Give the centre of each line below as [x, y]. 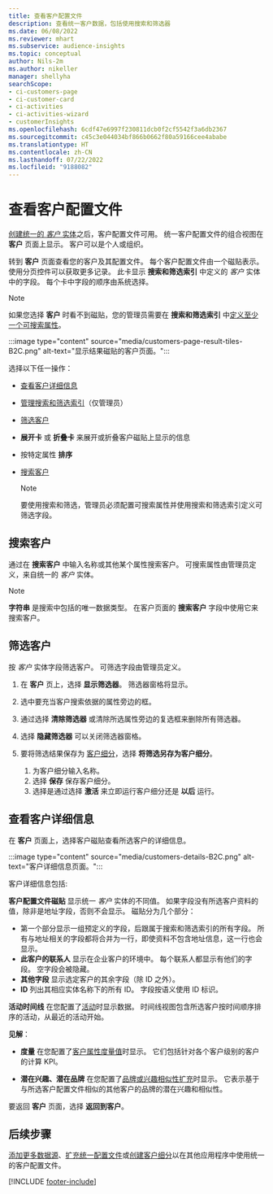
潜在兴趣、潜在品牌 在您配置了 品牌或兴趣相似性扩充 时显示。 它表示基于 [140, 1079]
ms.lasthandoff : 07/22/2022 [56, 159]
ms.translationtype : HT [49, 144]
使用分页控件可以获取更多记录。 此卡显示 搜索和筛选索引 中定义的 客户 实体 [134, 272]
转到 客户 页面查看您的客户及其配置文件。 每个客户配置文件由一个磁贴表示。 [136, 262]
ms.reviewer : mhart [41, 39]
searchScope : [30, 84]
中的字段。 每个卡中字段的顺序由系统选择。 [80, 282]
